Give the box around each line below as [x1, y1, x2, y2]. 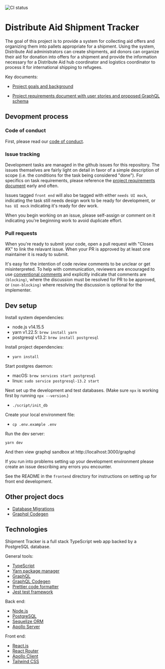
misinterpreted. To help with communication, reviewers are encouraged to [5, 266, 155, 272]
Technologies [5, 525, 48, 534]
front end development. [5, 478, 53, 484]
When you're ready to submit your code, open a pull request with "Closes [5, 241, 154, 247]
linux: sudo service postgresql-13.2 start [12, 378, 100, 384]
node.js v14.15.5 [12, 324, 44, 330]
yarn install [12, 354, 39, 359]
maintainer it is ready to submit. [5, 252, 69, 257]
